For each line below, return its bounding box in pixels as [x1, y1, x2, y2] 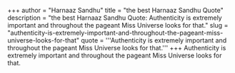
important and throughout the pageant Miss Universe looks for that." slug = [7, 21, 229, 29]
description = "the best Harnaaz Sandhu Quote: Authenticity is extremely [7, 13, 223, 22]
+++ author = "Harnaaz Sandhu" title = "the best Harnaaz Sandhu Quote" [7, 6, 224, 14]
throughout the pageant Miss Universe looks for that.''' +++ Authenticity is [7, 44, 226, 52]
